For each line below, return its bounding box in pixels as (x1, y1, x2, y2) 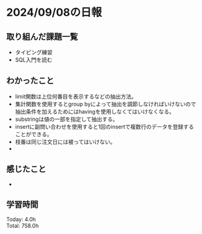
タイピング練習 (15, 49, 53, 56)
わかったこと (6, 76, 54, 86)
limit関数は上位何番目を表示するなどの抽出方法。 (15, 93, 137, 100)
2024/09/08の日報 (6, 5, 102, 19)
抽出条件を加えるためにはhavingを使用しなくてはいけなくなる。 (15, 108, 175, 115)
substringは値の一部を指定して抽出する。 (15, 115, 119, 123)
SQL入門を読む (15, 56, 53, 63)
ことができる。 (15, 131, 53, 138)
